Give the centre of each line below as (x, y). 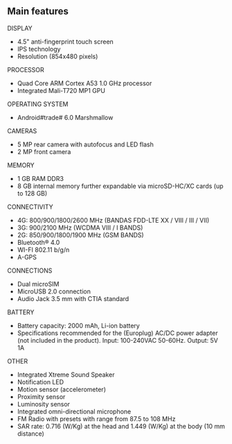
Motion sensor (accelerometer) (61, 389)
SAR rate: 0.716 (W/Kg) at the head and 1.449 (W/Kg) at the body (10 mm (121, 426)
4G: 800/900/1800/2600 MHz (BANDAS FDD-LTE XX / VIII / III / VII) (113, 220)
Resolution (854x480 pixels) (57, 56)
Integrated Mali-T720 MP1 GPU (61, 90)
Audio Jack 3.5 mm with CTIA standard (73, 298)
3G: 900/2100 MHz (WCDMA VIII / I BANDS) (80, 228)
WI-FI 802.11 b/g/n (43, 250)
